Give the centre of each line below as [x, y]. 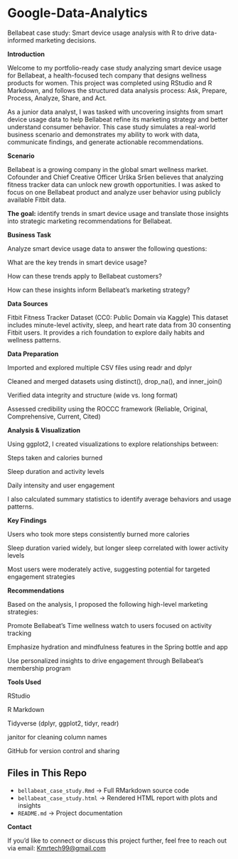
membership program [39, 668]
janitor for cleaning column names [57, 737]
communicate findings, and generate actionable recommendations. [106, 142]
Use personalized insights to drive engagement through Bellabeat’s [106, 660]
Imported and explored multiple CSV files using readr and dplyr [100, 367]
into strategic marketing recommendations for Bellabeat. [90, 221]
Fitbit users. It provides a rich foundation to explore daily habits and [106, 333]
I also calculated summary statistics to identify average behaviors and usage [119, 499]
